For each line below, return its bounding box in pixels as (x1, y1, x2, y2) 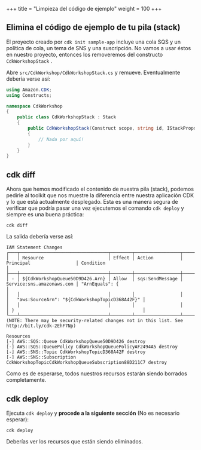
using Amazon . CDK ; (6, 87, 52, 93)
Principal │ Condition (6, 260, 106, 267)
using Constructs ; (6, 92, 52, 98)
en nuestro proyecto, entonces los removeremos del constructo (6, 51, 163, 58)
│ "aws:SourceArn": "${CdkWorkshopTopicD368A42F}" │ (6, 297, 146, 303)
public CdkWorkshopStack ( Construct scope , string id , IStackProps (28, 125, 197, 131)
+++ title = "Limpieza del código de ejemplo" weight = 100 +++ (6, 5, 162, 12)
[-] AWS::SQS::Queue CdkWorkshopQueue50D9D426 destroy (6, 339, 146, 345)
